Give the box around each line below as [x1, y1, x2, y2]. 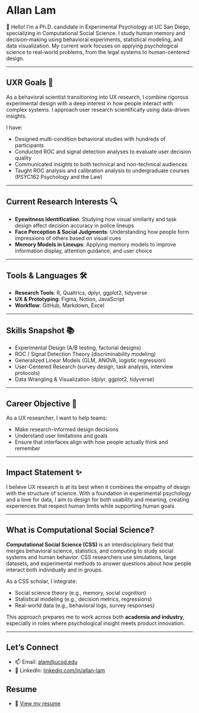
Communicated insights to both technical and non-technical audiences [14, 160, 188, 168]
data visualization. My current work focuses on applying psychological [6, 42, 179, 49]
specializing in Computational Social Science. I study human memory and [6, 29, 185, 36]
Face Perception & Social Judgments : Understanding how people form [14, 228, 190, 235]
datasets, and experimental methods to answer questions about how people [6, 560, 192, 567]
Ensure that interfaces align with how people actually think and [14, 438, 168, 446]
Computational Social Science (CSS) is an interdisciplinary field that [6, 541, 174, 548]
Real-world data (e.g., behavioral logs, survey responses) [14, 601, 155, 609]
